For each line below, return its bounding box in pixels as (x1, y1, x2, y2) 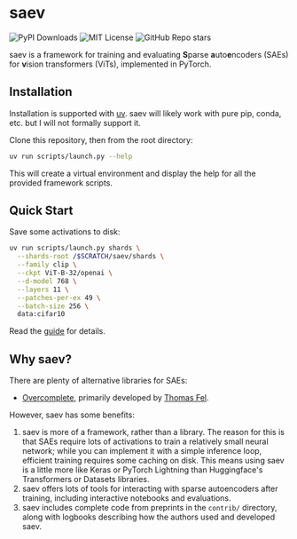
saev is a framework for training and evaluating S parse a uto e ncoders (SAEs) (9, 49, 289, 59)
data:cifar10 (17, 310, 66, 319)
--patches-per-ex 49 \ (17, 293, 101, 302)
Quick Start (9, 203, 74, 218)
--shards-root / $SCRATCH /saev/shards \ (17, 252, 165, 261)
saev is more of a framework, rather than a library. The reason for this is (21, 427, 285, 438)
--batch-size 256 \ (17, 301, 90, 311)
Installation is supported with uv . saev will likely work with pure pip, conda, (9, 107, 282, 118)
